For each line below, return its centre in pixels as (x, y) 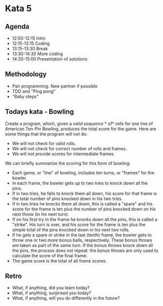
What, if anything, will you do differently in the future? (66, 298)
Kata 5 (18, 9)
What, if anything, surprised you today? (52, 293)
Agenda (17, 27)
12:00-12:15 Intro (29, 38)
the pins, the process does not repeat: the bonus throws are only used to (85, 250)
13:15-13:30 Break (30, 49)
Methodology (26, 74)
